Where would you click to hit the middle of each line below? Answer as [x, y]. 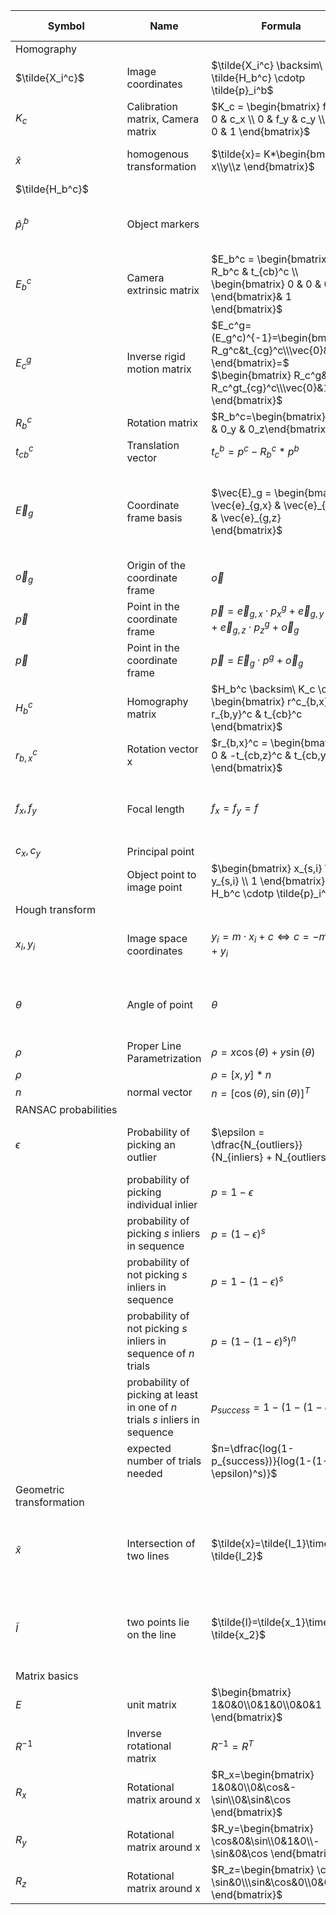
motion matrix [159, 369]
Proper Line [154, 1046]
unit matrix [151, 1704]
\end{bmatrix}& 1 [251, 296]
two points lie [158, 1622]
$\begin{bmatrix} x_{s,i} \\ [271, 869]
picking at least [162, 1394]
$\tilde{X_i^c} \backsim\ [267, 65]
